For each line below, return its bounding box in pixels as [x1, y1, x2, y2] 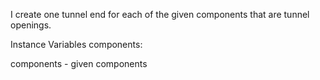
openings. [10, 19, 52, 31]
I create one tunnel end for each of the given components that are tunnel [10, 9, 310, 20]
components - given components [10, 58, 148, 69]
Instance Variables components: [10, 39, 143, 50]
